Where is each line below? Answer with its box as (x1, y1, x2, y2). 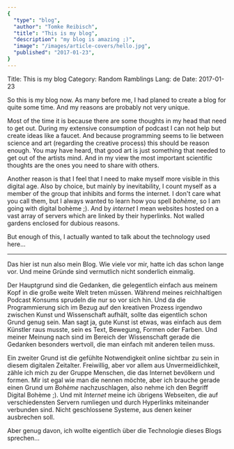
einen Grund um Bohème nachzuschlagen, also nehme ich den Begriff (7, 383, 209, 391)
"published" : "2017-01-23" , (13, 50, 95, 56)
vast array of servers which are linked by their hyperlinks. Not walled (7, 211, 205, 220)
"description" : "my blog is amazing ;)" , (13, 36, 136, 43)
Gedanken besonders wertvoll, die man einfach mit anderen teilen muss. (7, 340, 215, 349)
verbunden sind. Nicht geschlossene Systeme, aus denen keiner (7, 405, 192, 413)
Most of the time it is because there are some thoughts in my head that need (7, 116, 227, 125)
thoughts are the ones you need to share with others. (7, 161, 159, 169)
